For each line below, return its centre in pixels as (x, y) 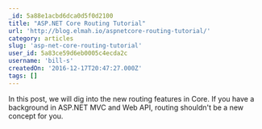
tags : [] (23, 76)
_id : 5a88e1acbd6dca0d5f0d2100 (61, 16)
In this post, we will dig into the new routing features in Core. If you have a (131, 98)
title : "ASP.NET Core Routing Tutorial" (77, 23)
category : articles (41, 38)
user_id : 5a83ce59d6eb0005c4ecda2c (68, 53)
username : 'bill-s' (41, 61)
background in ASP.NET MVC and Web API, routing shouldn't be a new (126, 107)
